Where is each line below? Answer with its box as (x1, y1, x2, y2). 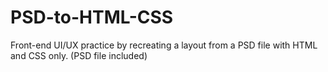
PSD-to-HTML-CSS (10, 6, 174, 29)
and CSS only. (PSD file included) (10, 49, 148, 61)
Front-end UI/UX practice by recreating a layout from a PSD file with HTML (10, 39, 318, 51)
